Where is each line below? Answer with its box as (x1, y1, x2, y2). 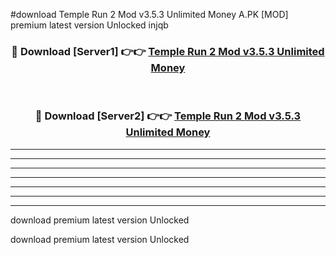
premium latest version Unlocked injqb (10, 19, 169, 31)
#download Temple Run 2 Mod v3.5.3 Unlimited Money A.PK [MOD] (10, 9, 289, 20)
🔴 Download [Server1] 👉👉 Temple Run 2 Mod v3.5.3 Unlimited (11, 44, 325, 58)
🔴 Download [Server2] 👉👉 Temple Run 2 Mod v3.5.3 (34, 109, 302, 123)
